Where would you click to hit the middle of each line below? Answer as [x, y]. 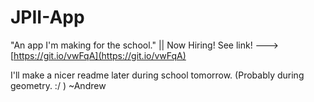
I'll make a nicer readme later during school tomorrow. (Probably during [157, 75]
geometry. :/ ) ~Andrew [58, 85]
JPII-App [47, 17]
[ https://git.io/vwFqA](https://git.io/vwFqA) [98, 55]
